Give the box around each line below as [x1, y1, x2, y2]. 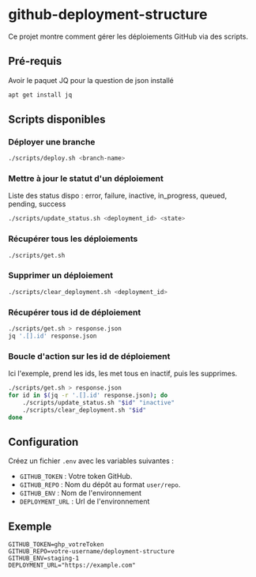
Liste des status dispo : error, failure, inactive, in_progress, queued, [8, 191, 228, 201]
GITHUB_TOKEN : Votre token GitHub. [19, 472, 133, 481]
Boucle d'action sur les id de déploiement [8, 350, 171, 361]
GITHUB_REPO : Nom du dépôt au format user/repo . [19, 480, 181, 489]
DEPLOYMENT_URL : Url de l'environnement [19, 496, 150, 507]
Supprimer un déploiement [8, 270, 114, 281]
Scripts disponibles [8, 113, 106, 126]
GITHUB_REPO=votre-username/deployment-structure [8, 548, 175, 556]
